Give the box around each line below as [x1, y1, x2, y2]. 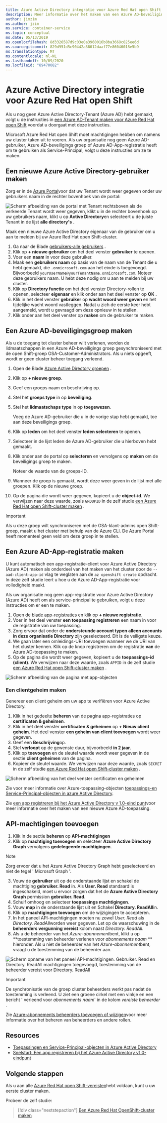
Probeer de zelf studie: [5, 1098, 53, 1104]
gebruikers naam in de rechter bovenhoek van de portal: [5, 193, 121, 199]
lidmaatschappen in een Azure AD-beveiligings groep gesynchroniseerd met [5, 345, 162, 351]
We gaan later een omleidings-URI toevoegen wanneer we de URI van [12, 638, 156, 644]
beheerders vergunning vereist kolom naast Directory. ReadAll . [12, 925, 144, 931]
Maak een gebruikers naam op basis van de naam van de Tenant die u [12, 259, 158, 265]
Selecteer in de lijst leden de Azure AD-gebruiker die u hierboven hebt [12, 438, 157, 444]
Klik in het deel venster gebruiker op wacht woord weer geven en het [12, 296, 157, 302]
